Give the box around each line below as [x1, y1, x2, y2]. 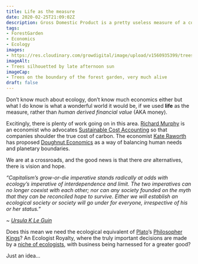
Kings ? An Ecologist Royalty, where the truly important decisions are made [6, 235, 187, 242]
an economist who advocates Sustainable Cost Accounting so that [6, 126, 168, 133]
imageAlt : [6, 58, 31, 64]
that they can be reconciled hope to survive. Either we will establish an [6, 193, 179, 200]
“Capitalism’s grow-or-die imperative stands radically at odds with [6, 174, 169, 181]
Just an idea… [6, 252, 41, 259]
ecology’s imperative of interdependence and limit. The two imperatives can [6, 180, 192, 187]
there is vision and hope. [6, 163, 66, 170]
